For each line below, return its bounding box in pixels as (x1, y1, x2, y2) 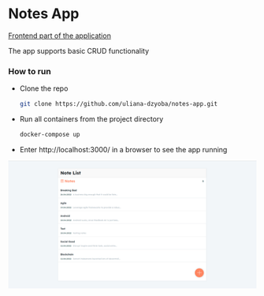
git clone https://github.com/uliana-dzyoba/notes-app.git (19, 100, 218, 108)
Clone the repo (19, 84, 69, 93)
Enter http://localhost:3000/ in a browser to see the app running (19, 144, 228, 154)
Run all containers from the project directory (19, 114, 164, 124)
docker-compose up (19, 131, 80, 139)
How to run (8, 66, 51, 77)
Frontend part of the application (8, 31, 112, 40)
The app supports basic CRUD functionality (8, 46, 150, 55)
